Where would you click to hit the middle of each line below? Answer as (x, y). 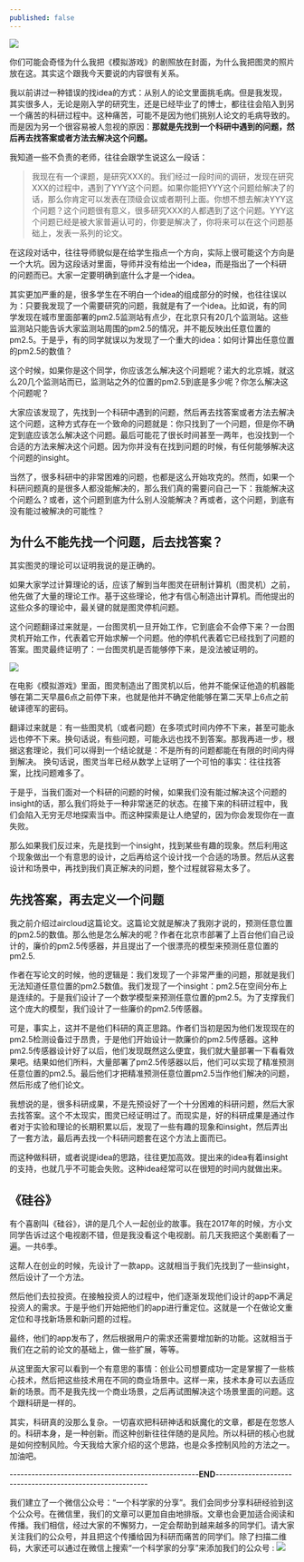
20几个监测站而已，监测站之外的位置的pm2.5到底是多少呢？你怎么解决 (148, 381)
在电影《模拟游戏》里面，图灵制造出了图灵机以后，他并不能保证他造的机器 (148, 686)
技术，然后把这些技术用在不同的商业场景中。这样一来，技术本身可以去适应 (156, 1381)
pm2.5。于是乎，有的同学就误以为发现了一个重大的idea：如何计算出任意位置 (152, 339)
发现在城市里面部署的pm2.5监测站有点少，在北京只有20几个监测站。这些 (152, 317)
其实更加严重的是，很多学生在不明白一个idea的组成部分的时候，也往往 (140, 294)
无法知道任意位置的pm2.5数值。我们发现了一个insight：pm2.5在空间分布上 (148, 986)
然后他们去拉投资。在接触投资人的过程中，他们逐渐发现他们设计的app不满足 (152, 1296)
